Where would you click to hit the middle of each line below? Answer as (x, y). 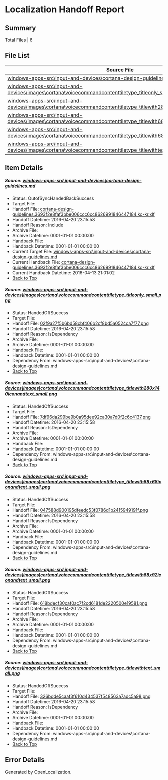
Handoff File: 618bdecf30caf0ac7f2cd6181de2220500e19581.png (80, 603)
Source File (120, 70)
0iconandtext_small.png (31, 394)
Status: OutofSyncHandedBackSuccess (53, 198)
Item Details (24, 168)
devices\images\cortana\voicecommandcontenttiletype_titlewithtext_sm (83, 668)
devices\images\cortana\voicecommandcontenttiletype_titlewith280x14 (82, 388)
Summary (21, 28)
